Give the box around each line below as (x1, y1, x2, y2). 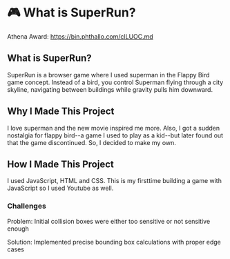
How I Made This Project (7, 158, 114, 170)
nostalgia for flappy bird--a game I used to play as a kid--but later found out (7, 131, 223, 140)
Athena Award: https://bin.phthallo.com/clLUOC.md (7, 32, 153, 41)
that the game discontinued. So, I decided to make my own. (7, 138, 176, 146)
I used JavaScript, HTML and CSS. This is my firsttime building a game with (7, 177, 222, 185)
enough (7, 224, 29, 233)
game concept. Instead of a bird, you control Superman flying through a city (7, 78, 224, 86)
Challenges (7, 201, 46, 211)
